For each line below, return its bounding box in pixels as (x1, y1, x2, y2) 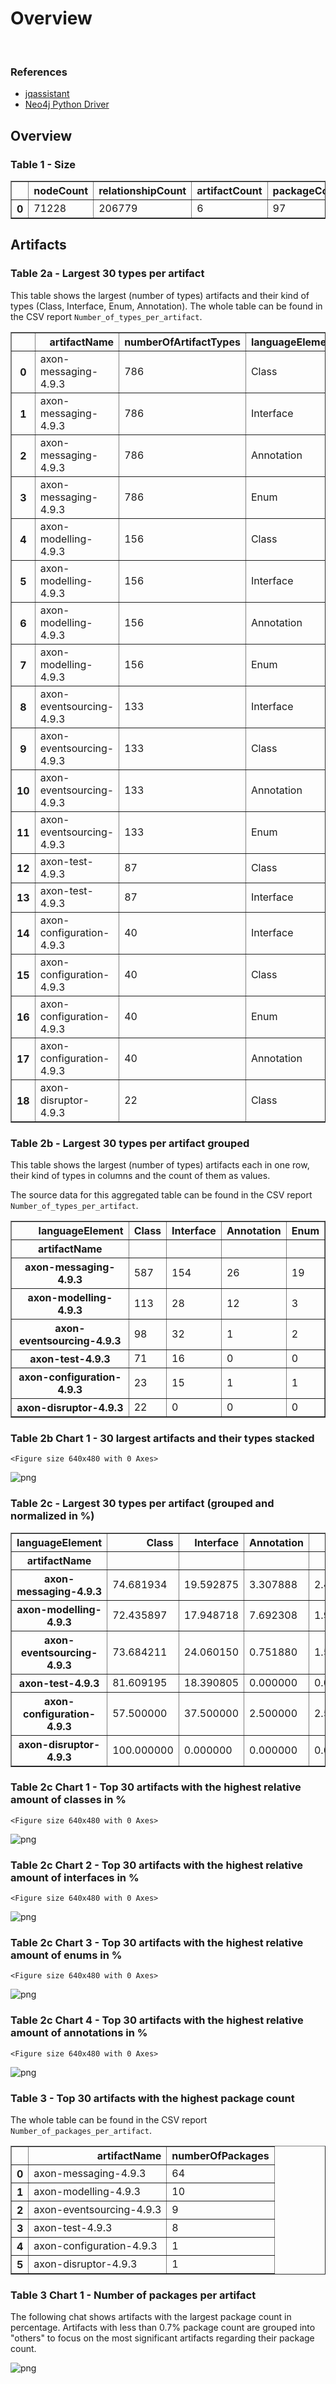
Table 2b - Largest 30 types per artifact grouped (10, 1136, 250, 1150)
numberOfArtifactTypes (124, 335, 241, 349)
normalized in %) (10, 1509, 95, 1523)
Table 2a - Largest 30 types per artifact (10, 267, 205, 281)
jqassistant (24, 88, 70, 100)
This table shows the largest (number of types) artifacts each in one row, (10, 1158, 310, 1171)
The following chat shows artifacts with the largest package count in (10, 2311, 292, 2323)
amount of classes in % (10, 1793, 127, 1807)
